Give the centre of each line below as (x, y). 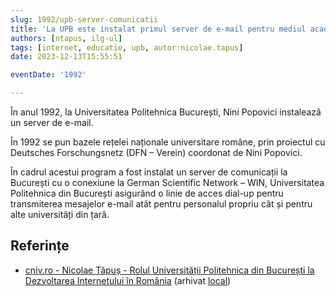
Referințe (40, 246)
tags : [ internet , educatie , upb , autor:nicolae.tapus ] (127, 47)
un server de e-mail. (52, 122)
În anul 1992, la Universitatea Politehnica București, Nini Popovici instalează (166, 112)
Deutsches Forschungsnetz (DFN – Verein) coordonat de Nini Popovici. (156, 152)
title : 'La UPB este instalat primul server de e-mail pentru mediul (158, 29)
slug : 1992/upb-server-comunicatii (84, 19)
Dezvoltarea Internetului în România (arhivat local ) (128, 280)
